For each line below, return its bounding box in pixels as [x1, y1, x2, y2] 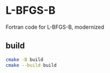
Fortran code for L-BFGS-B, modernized [5, 23, 105, 31]
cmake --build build [5, 62, 57, 68]
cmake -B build [5, 56, 44, 63]
